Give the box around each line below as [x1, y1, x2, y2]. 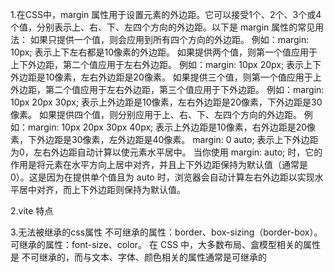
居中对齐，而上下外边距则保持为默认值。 [18, 184, 186, 195]
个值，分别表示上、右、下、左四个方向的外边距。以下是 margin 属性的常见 [10, 21, 316, 33]
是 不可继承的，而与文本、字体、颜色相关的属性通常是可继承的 [10, 251, 267, 263]
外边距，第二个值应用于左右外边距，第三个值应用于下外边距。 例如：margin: [10, 84, 325, 95]
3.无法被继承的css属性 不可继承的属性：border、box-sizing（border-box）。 [10, 226, 323, 238]
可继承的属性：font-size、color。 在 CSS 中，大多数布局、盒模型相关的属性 [10, 239, 322, 250]
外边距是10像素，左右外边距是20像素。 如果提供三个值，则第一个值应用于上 [10, 71, 322, 83]
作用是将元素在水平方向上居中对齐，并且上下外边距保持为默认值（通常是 [10, 159, 308, 170]
